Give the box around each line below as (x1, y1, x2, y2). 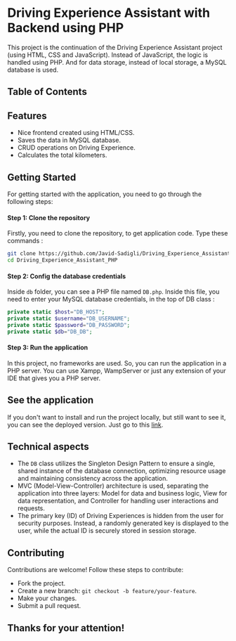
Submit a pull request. (17, 602, 81, 610)
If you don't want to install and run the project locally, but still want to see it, (7, 413, 226, 421)
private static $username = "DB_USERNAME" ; (7, 315, 131, 322)
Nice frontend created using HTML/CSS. (17, 129, 135, 137)
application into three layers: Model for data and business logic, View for (17, 489, 228, 498)
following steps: (7, 197, 53, 205)
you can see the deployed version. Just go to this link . (7, 420, 164, 429)
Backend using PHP (7, 20, 124, 36)
